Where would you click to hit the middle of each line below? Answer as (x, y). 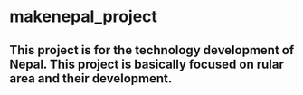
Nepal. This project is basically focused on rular (147, 64)
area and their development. (91, 78)
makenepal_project (84, 17)
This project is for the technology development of (152, 50)
